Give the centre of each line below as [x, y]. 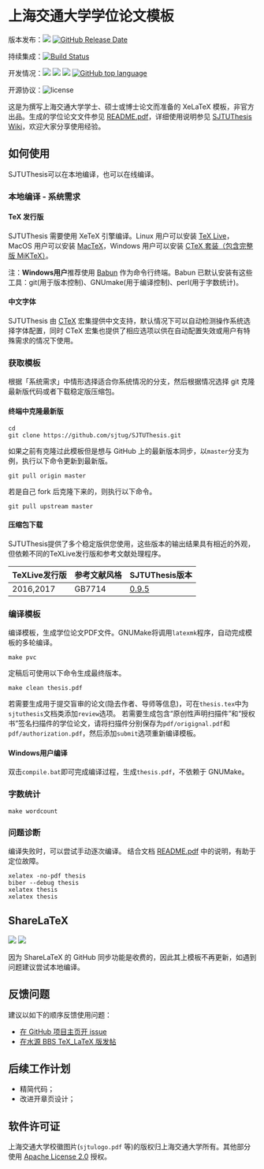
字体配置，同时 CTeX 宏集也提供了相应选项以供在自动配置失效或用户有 [129, 331]
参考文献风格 [98, 575]
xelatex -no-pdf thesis [47, 876]
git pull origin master [47, 476]
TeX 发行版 [26, 217]
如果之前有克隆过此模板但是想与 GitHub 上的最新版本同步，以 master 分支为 [129, 451]
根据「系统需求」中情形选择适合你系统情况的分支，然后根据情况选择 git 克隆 [132, 382]
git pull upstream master [50, 506]
